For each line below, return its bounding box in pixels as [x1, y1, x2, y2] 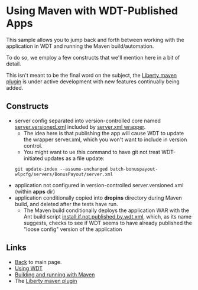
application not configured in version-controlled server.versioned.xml [14, 181, 184, 188]
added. [6, 84, 24, 91]
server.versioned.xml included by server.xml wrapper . [14, 123, 146, 131]
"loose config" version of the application [23, 226, 122, 233]
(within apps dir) [14, 188, 56, 195]
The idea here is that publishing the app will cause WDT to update [23, 129, 184, 136]
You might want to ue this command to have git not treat [23, 148, 161, 155]
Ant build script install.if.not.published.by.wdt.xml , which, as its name [23, 213, 192, 220]
